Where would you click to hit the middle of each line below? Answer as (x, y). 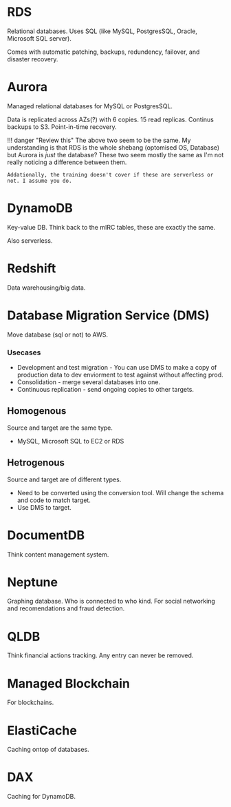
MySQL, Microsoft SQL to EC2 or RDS (70, 441)
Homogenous (37, 411)
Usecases (24, 352)
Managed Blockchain (69, 683)
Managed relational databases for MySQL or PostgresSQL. (90, 106)
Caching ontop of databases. (48, 750)
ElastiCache (42, 730)
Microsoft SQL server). (40, 38)
